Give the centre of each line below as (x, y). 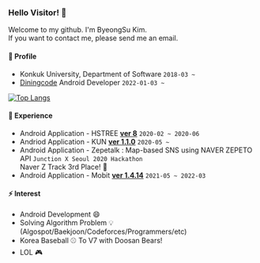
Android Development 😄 (60, 214)
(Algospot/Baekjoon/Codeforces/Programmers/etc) (103, 231)
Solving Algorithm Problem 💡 (67, 222)
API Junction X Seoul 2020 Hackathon (81, 158)
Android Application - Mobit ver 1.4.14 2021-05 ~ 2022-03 (113, 175)
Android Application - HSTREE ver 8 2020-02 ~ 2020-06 (109, 133)
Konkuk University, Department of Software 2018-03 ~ (107, 73)
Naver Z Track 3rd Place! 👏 (64, 167)
